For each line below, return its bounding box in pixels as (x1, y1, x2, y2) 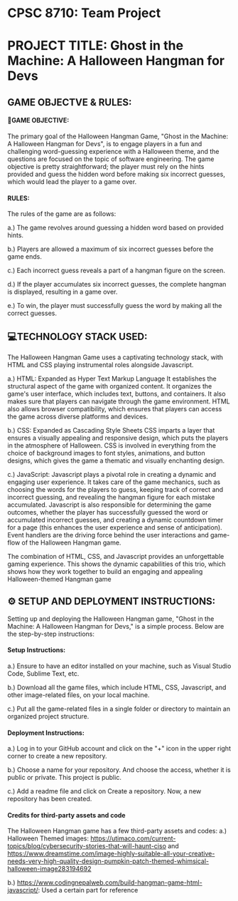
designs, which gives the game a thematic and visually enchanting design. (7, 456, 225, 465)
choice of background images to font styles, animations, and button (7, 448, 205, 457)
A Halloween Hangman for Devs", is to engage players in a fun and (7, 139, 202, 148)
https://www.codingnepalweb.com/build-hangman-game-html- (16, 878, 202, 887)
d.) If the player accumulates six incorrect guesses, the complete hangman (7, 280, 227, 289)
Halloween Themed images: (7, 834, 90, 843)
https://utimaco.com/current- (90, 834, 176, 843)
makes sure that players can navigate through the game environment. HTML (7, 397, 230, 406)
